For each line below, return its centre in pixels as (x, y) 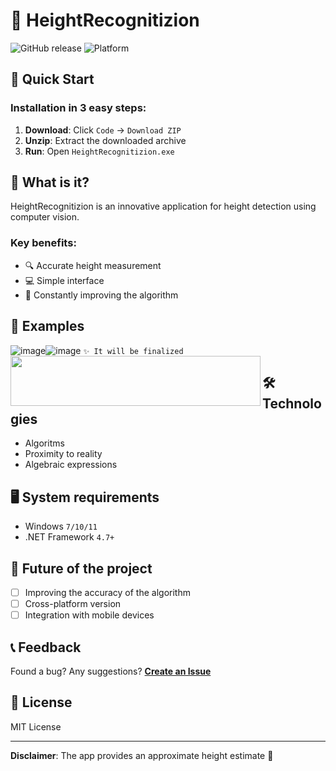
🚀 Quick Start (52, 79)
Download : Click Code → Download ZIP (103, 130)
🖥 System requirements (85, 497)
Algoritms (44, 443)
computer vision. (45, 217)
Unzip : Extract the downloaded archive (105, 140)
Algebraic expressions (71, 465)
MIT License (36, 726)
